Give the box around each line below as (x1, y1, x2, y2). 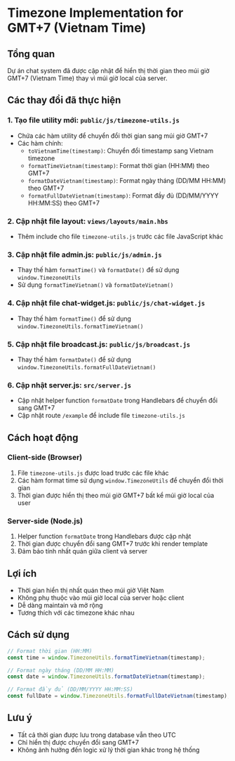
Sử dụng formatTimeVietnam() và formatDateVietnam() (17, 281, 174, 289)
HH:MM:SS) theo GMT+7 (27, 198, 100, 207)
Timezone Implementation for (7, 5, 184, 21)
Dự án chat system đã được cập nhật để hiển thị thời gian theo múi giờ (7, 67, 210, 75)
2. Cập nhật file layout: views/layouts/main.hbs (7, 216, 168, 226)
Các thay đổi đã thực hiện (7, 94, 121, 106)
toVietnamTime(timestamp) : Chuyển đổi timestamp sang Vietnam (27, 146, 214, 155)
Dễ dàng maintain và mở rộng (17, 601, 103, 609)
